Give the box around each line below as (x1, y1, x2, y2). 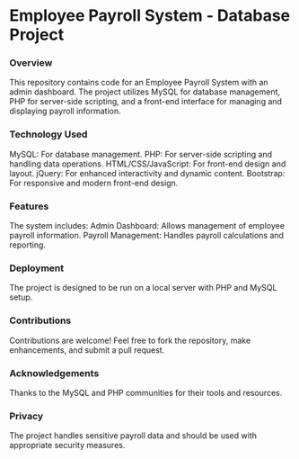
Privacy (9, 409, 44, 422)
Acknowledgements (9, 366, 100, 379)
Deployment (9, 262, 65, 274)
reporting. (9, 239, 47, 250)
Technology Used (9, 128, 88, 140)
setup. (9, 292, 33, 302)
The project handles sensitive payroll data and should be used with (9, 430, 258, 441)
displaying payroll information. (9, 105, 121, 117)
